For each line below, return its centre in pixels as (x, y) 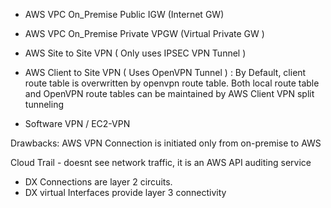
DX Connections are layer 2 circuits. (98, 182)
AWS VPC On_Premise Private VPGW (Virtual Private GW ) (144, 33)
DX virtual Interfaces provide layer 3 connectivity (125, 192)
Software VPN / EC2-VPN (77, 123)
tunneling (44, 104)
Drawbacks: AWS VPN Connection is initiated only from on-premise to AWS (166, 143)
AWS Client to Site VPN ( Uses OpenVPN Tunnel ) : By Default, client (165, 72)
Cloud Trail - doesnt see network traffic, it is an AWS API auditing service (161, 162)
